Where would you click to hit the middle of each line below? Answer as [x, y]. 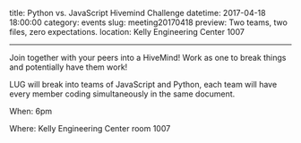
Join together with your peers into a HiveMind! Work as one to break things [148, 58]
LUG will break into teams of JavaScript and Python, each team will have [143, 84]
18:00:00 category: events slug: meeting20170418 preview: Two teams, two [149, 22]
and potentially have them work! [69, 67]
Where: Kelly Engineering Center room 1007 [90, 128]
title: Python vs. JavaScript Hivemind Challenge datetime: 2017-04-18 [138, 13]
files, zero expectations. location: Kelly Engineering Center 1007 [127, 32]
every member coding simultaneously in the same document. [122, 94]
